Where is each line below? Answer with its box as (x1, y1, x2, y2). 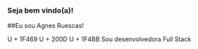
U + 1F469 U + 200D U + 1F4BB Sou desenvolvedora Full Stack (7, 35, 192, 43)
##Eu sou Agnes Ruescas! (7, 22, 84, 30)
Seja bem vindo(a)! (7, 6, 74, 15)
